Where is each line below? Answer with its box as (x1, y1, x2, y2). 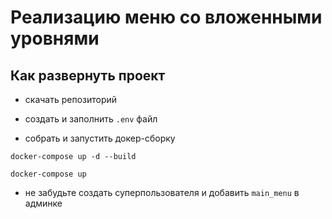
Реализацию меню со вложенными (10, 6, 323, 29)
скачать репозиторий (24, 94, 118, 105)
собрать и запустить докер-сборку (24, 132, 176, 144)
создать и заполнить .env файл (24, 113, 158, 125)
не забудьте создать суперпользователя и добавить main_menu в (24, 187, 300, 198)
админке (24, 197, 63, 209)
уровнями (10, 27, 100, 50)
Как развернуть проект (10, 67, 166, 84)
